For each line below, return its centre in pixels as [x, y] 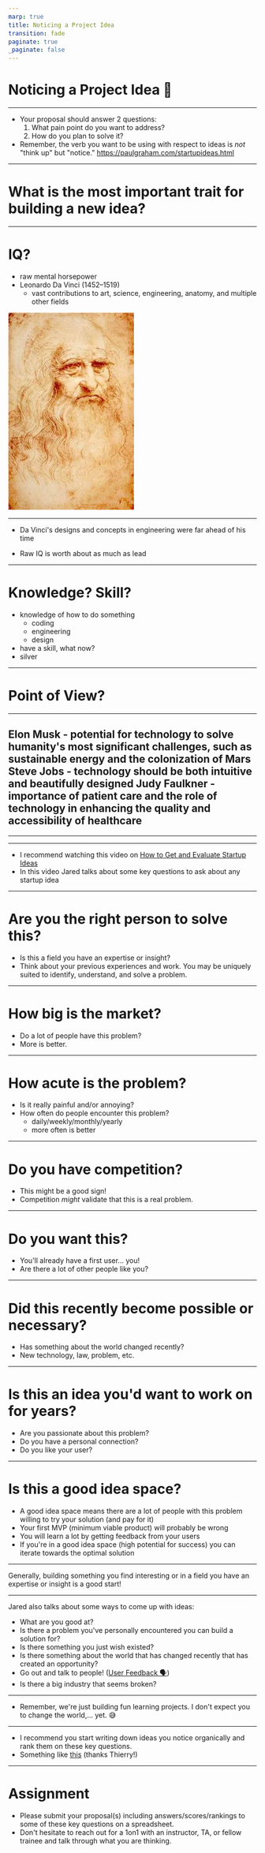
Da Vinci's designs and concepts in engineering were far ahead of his [132, 529]
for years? [43, 1411]
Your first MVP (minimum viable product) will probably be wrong [124, 1528]
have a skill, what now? [57, 648]
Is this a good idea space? [95, 1489]
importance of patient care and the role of [113, 796]
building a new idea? [77, 209]
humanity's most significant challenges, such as [130, 747]
